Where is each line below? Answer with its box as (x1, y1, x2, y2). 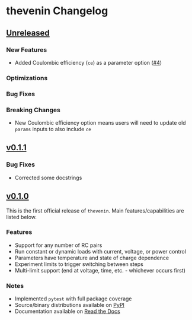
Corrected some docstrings (14, 174, 82, 181)
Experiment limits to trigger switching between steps (14, 260, 143, 268)
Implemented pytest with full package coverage (14, 295, 132, 302)
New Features (6, 46, 47, 54)
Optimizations (6, 74, 48, 82)
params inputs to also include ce (14, 126, 92, 133)
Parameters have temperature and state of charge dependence (14, 254, 169, 261)
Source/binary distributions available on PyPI (14, 302, 124, 309)
